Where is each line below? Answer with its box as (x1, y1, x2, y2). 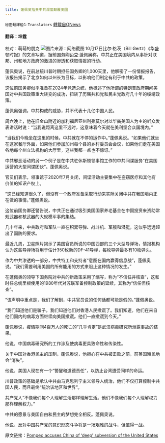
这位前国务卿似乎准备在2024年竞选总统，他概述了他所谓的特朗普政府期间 (5, 85, 154, 91)
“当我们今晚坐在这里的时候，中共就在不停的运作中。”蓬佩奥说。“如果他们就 (5, 135, 155, 140)
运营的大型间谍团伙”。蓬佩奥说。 (5, 164, 72, 170)
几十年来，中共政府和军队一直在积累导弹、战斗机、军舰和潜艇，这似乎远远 (5, 224, 156, 230)
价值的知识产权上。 (5, 180, 44, 186)
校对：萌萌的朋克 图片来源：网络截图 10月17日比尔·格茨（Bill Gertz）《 (5, 45, 151, 51)
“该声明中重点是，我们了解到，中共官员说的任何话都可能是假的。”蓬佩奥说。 (5, 297, 158, 303)
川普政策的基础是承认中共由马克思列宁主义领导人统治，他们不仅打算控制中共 (5, 378, 160, 384)
